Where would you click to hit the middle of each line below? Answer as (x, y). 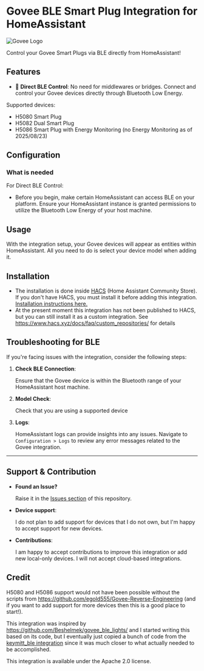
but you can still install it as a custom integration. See (82, 317)
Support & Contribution (51, 472)
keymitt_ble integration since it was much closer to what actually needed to (100, 642)
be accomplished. (29, 649)
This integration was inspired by (46, 623)
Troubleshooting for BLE (53, 342)
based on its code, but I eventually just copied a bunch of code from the (97, 636)
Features (23, 72)
